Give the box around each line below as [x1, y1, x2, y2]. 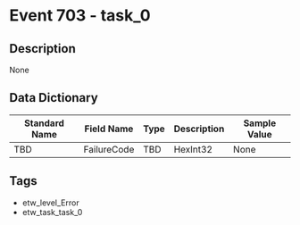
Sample [243, 117, 277, 129]
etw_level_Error [21, 197, 79, 208]
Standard [23, 117, 65, 129]
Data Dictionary [9, 90, 98, 105]
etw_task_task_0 [21, 206, 83, 217]
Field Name [84, 122, 134, 135]
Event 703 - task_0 [9, 5, 151, 26]
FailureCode [83, 143, 135, 155]
